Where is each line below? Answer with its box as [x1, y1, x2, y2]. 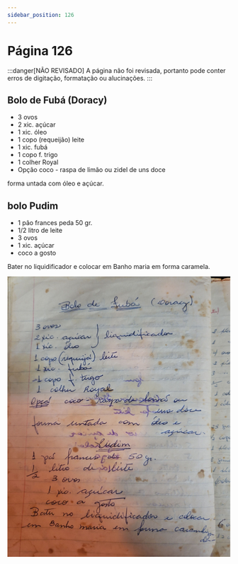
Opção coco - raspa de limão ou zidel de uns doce [17, 166, 166, 174]
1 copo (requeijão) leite [17, 135, 85, 144]
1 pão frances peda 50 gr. [17, 219, 93, 227]
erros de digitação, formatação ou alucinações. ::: [7, 74, 153, 82]
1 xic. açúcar [17, 241, 55, 250]
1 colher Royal [17, 158, 59, 166]
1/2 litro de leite [17, 226, 62, 235]
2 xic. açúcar [17, 120, 56, 129]
